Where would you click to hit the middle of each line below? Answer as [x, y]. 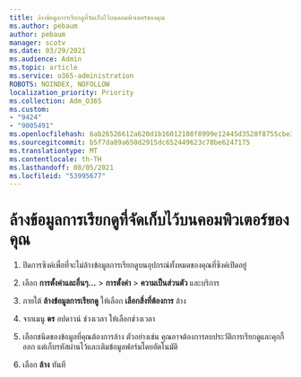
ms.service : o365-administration [72, 76]
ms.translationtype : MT [54, 150]
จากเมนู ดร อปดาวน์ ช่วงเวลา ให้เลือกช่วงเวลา [89, 319]
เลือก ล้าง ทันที [44, 364]
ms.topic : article [43, 68]
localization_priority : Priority [72, 92]
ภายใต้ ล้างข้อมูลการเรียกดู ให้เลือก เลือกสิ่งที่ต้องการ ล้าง [104, 301]
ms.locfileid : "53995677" [57, 176]
